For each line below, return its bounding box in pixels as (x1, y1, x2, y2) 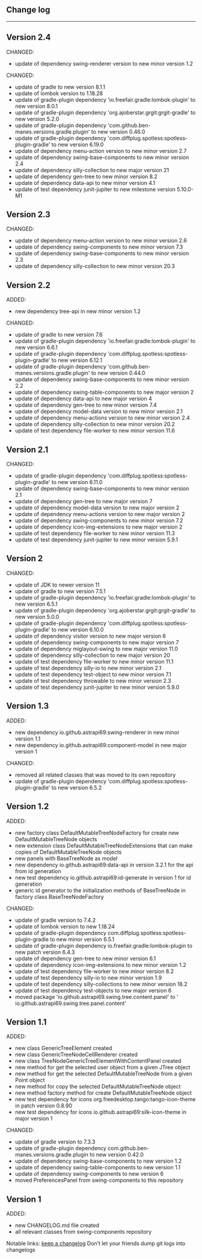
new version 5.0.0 (14, 613, 60, 620)
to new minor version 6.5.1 (50, 936, 115, 943)
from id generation (14, 867, 61, 875)
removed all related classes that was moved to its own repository (14, 771, 176, 779)
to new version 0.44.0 (91, 370, 145, 377)
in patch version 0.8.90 (14, 1102, 73, 1110)
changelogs (6, 1246, 35, 1254)
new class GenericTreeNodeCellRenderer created (14, 1051, 138, 1058)
